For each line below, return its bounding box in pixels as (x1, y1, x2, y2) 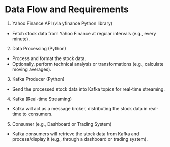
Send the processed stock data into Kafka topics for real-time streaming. (12, 85, 165, 92)
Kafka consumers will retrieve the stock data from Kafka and (12, 131, 139, 137)
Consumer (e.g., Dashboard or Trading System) (12, 121, 112, 127)
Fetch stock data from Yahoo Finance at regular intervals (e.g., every (12, 30, 156, 36)
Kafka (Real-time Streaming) (12, 96, 72, 102)
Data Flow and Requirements (5, 4, 129, 15)
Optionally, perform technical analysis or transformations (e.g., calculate (12, 61, 164, 67)
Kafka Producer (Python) (12, 76, 65, 82)
